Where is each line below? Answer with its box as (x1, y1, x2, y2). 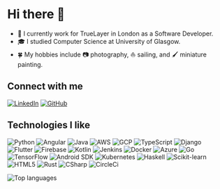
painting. (17, 60, 43, 68)
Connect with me (7, 80, 84, 93)
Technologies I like (7, 119, 91, 131)
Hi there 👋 (7, 6, 65, 22)
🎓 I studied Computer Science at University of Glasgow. (17, 37, 181, 45)
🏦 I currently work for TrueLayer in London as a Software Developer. (17, 29, 214, 38)
